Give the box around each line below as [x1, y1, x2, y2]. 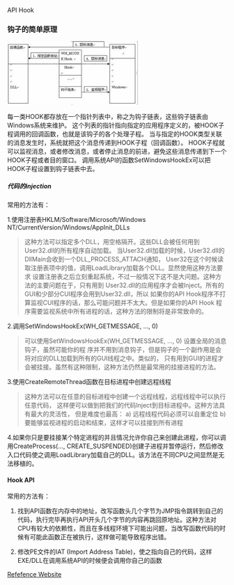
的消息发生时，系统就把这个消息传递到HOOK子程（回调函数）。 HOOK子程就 [7, 138, 225, 147]
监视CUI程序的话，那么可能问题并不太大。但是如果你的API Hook [30, 298, 214, 307]
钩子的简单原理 [7, 24, 58, 34]
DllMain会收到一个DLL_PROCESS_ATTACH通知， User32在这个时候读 [24, 255, 224, 264]
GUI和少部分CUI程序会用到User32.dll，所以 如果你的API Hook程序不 [24, 290, 220, 298]
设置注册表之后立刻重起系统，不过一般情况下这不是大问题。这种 [32, 273, 216, 281]
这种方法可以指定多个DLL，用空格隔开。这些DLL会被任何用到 [24, 238, 200, 246]
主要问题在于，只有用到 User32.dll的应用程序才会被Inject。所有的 [36, 281, 224, 289]
